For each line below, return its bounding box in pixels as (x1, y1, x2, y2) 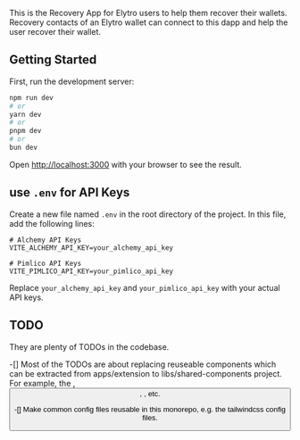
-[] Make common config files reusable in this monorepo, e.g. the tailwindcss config (14, 404, 286, 414)
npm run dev (9, 93, 54, 102)
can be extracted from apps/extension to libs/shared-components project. (9, 368, 283, 378)
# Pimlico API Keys (9, 259, 82, 268)
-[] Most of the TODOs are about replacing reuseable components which (9, 359, 277, 369)
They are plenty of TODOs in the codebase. (9, 341, 170, 352)
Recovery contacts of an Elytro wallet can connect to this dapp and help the (9, 17, 288, 28)
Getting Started (9, 53, 97, 68)
